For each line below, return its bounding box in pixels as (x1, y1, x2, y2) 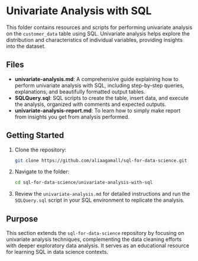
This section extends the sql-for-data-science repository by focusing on (6, 230, 184, 237)
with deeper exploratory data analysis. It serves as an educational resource (6, 242, 190, 249)
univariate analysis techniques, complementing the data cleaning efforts (6, 236, 182, 243)
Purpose (6, 214, 38, 224)
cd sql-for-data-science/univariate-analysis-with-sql (14, 179, 153, 186)
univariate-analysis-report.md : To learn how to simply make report (14, 107, 181, 114)
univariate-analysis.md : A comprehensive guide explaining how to (14, 75, 178, 82)
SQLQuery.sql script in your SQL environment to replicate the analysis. (14, 196, 185, 204)
